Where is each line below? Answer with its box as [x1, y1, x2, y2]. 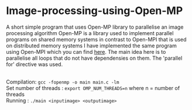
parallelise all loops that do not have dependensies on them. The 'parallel [6, 54, 183, 61]
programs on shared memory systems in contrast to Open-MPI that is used [6, 36, 187, 43]
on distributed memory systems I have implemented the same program [6, 42, 177, 49]
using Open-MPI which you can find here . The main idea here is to [6, 48, 166, 55]
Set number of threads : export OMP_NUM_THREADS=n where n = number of [6, 84, 180, 91]
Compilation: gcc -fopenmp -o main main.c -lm [6, 78, 119, 85]
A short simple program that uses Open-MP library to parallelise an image [6, 23, 184, 30]
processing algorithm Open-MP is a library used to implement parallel [6, 29, 174, 36]
